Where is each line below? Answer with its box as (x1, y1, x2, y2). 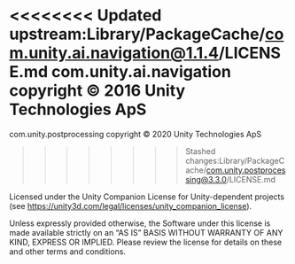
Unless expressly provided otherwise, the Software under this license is (9, 218, 271, 229)
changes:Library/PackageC (185, 155, 285, 166)
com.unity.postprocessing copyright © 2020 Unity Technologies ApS (9, 128, 262, 139)
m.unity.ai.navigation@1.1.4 (9, 43, 220, 63)
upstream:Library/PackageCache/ (9, 24, 266, 44)
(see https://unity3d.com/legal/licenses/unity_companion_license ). (9, 200, 252, 211)
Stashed (185, 145, 216, 156)
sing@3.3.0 (185, 174, 228, 184)
